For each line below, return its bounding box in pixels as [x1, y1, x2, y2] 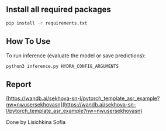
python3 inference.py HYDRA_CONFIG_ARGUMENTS [6, 63, 119, 69]
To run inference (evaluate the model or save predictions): [6, 52, 146, 59]
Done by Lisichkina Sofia [6, 119, 66, 126]
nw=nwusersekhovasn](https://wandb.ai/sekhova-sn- [6, 101, 136, 108]
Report [6, 79, 32, 89]
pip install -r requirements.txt [6, 20, 88, 26]
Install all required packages [6, 5, 111, 15]
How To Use [6, 36, 51, 46]
